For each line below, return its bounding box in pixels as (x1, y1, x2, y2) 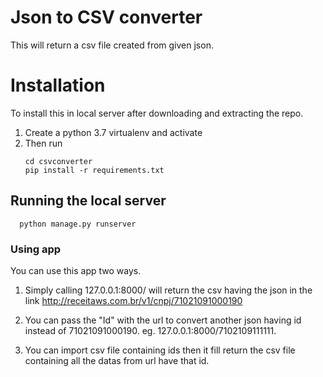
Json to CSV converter (10, 6, 203, 29)
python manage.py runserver (19, 219, 137, 229)
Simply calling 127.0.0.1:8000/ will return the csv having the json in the (24, 284, 313, 296)
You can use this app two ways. (10, 264, 142, 276)
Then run (24, 137, 63, 149)
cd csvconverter (24, 156, 93, 166)
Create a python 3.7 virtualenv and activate (24, 126, 203, 138)
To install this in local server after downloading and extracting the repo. (10, 107, 304, 119)
